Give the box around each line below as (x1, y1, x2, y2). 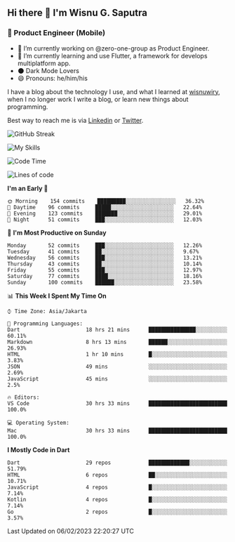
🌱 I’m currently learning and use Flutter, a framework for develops (17, 51, 208, 60)
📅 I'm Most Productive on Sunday (7, 228, 107, 237)
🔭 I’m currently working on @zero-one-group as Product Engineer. (17, 44, 210, 53)
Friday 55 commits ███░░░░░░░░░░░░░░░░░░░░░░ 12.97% (7, 266, 202, 274)
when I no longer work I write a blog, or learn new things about (7, 95, 189, 103)
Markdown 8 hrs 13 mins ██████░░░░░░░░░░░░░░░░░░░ (7, 338, 228, 345)
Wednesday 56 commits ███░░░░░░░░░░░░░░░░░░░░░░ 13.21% (7, 254, 202, 261)
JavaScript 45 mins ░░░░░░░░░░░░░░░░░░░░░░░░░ (7, 375, 228, 383)
